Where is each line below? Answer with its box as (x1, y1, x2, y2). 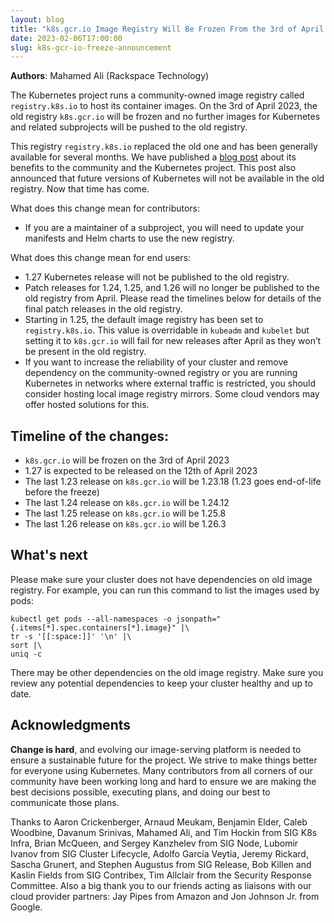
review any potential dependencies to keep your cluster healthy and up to (10, 677, 313, 689)
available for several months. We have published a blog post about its (10, 151, 297, 163)
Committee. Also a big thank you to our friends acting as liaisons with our (10, 879, 312, 891)
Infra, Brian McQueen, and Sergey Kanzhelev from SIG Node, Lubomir (10, 837, 299, 849)
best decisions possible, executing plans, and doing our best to (10, 786, 271, 798)
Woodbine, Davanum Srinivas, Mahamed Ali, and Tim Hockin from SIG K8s (10, 826, 318, 838)
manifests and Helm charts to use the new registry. (24, 232, 235, 245)
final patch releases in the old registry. (24, 303, 183, 315)
